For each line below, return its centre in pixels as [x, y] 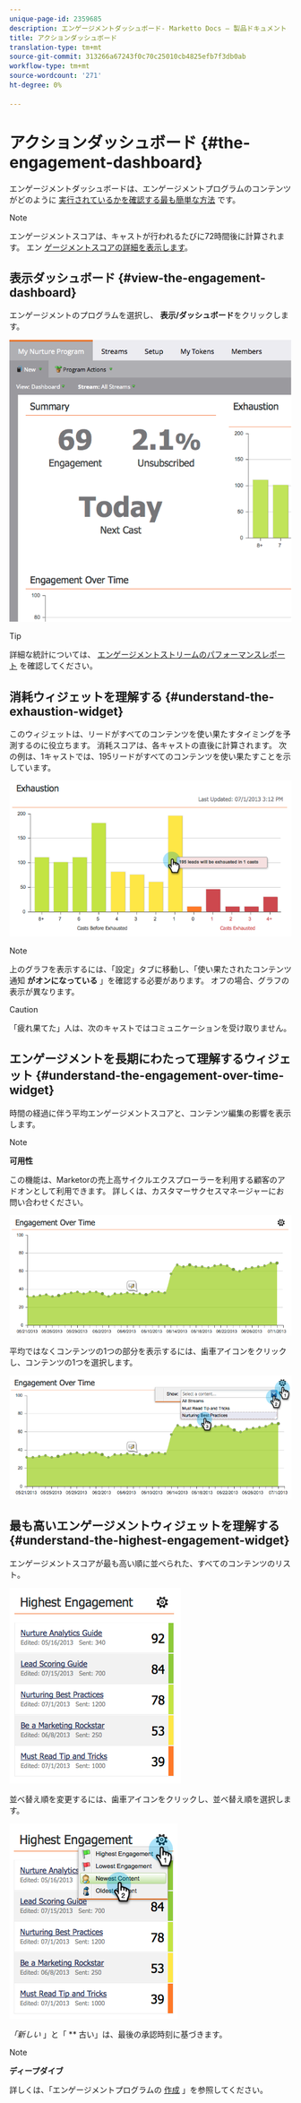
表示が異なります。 [44, 992]
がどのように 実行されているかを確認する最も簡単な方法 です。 [125, 199]
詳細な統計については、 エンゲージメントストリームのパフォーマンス [136, 655]
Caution [24, 1010]
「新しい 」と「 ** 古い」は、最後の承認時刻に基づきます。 [118, 2034]
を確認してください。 [59, 666]
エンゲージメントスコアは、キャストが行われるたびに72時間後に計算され [143, 236]
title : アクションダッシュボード [64, 38]
